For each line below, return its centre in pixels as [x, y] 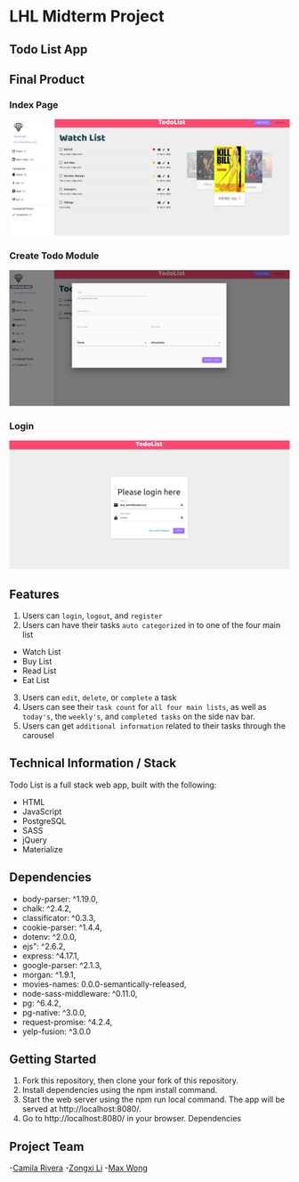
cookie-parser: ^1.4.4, [62, 927]
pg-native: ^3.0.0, [54, 1012]
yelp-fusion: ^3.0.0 [57, 1031]
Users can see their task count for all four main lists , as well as [144, 707]
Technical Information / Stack [93, 763]
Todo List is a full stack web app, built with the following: [113, 785]
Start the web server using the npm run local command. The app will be [154, 1100]
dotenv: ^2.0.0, [49, 936]
